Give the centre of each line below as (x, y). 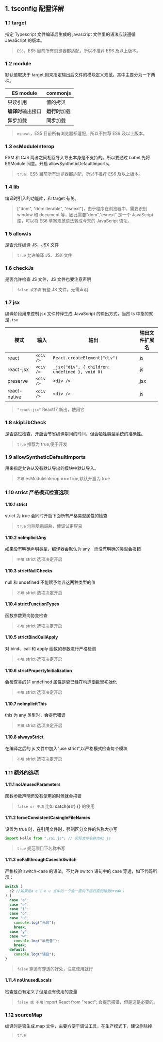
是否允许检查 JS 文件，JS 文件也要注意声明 (48, 279)
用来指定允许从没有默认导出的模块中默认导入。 (52, 468)
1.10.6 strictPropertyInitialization (39, 670)
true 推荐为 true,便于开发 (42, 444)
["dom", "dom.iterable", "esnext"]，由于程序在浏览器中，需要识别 (82, 208)
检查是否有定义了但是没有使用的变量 (41, 992)
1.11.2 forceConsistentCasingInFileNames (48, 818)
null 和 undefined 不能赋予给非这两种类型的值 (50, 582)
